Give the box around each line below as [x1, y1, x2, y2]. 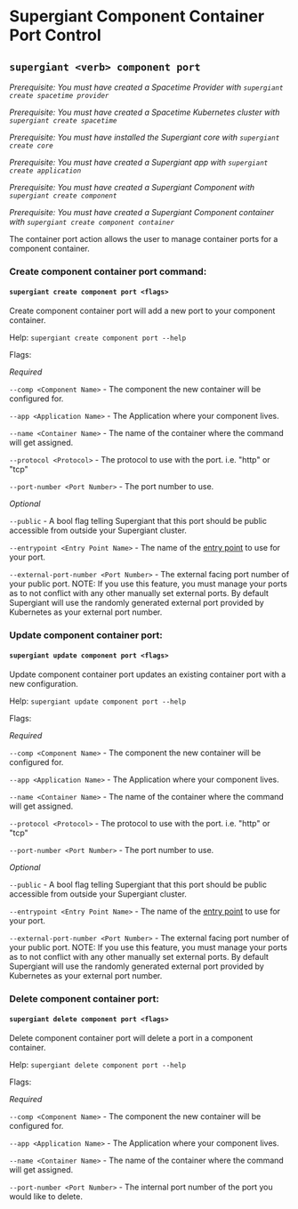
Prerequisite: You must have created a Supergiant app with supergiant [9, 157, 269, 167]
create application [9, 166, 82, 175]
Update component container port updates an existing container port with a [9, 669, 286, 680]
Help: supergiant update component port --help [9, 696, 187, 706]
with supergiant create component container [9, 216, 175, 227]
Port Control [9, 25, 101, 45]
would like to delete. [9, 1191, 83, 1202]
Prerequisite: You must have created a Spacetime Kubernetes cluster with [9, 107, 280, 117]
